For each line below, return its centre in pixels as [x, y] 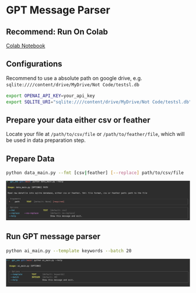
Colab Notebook [26, 46]
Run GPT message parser [53, 237]
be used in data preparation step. [46, 140]
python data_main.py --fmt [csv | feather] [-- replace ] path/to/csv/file [95, 173]
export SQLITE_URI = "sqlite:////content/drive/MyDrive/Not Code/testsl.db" [99, 102]
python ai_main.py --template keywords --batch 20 [69, 251]
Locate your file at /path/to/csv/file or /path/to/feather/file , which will [95, 134]
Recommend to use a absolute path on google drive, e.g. [74, 78]
